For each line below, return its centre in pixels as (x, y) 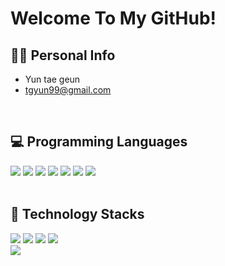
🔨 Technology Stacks (77, 214)
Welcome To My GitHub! (113, 18)
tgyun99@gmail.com (68, 90)
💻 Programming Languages (99, 142)
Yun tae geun (52, 79)
